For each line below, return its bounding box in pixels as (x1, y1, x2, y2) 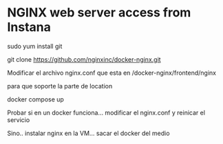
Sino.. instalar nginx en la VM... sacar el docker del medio (7, 129, 170, 137)
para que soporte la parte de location (7, 82, 113, 90)
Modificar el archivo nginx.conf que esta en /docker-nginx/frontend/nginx (7, 69, 217, 77)
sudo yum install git (7, 42, 63, 50)
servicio (7, 115, 30, 124)
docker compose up (7, 95, 64, 104)
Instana (7, 19, 52, 35)
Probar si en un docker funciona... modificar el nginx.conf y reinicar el (7, 108, 205, 117)
